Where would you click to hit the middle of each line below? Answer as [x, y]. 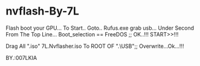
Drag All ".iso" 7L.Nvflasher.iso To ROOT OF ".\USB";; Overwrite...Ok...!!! [95, 46]
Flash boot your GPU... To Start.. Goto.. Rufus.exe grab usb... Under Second [100, 28]
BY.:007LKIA [21, 58]
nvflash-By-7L [43, 11]
